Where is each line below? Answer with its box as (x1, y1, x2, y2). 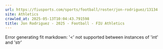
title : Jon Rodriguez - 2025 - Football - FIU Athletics (5, 21, 125, 26)
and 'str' (5, 40, 22, 46)
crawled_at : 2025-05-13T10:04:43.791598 (5, 16, 90, 21)
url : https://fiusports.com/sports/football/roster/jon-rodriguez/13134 (5, 7, 158, 12)
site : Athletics (5, 12, 39, 17)
